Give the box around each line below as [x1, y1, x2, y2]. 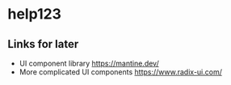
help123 [7, 5, 62, 23]
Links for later [7, 37, 79, 51]
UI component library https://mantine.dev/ [19, 58, 159, 68]
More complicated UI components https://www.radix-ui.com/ [19, 67, 223, 77]
